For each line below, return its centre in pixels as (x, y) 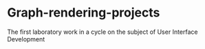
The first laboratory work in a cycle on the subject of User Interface (102, 32)
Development (26, 39)
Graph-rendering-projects (84, 13)
